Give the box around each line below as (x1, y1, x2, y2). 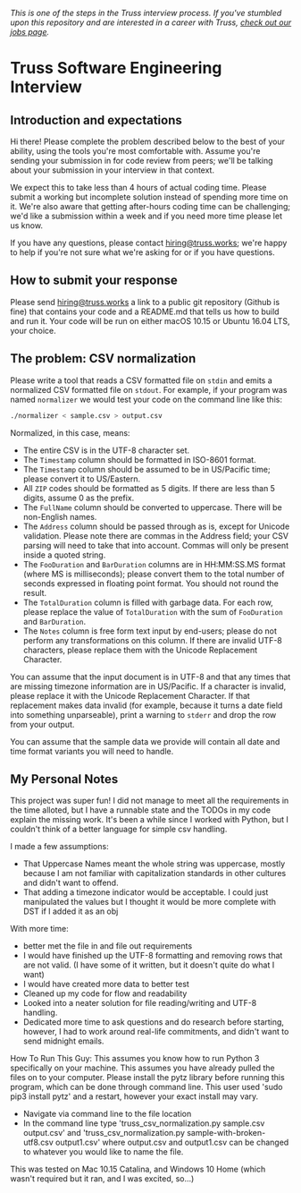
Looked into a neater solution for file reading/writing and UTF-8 (22, 998, 257, 1009)
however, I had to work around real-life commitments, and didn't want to (22, 1027, 289, 1037)
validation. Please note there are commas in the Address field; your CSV (22, 530, 289, 541)
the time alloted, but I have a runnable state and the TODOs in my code (10, 805, 272, 815)
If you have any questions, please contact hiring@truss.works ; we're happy (10, 237, 288, 248)
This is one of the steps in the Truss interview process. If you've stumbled (10, 8, 282, 18)
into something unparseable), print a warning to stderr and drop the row (10, 709, 277, 720)
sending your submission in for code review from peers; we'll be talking (10, 156, 273, 166)
